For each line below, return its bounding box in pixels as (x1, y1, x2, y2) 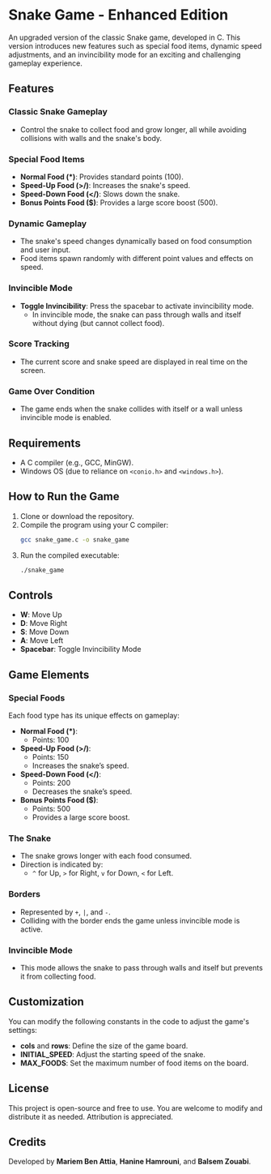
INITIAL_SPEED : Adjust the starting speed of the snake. (19, 1049, 206, 1059)
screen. (19, 365, 46, 375)
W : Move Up (19, 610, 62, 619)
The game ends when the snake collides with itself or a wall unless (19, 404, 243, 414)
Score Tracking (8, 338, 70, 349)
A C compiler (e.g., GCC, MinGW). (19, 457, 134, 467)
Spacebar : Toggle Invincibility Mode (19, 645, 142, 654)
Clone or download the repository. (19, 511, 135, 521)
